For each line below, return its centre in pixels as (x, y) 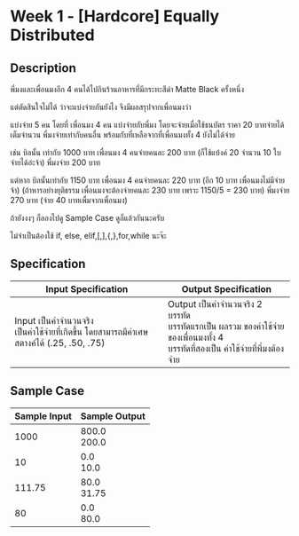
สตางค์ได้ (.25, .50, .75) (60, 343)
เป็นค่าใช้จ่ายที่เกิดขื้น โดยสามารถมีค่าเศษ (82, 332)
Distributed (53, 35)
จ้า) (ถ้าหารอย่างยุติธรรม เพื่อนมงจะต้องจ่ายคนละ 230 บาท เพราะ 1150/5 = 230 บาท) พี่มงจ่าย (150, 190)
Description (43, 68)
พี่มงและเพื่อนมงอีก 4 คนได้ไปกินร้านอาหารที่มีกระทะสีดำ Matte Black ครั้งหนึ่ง (127, 89)
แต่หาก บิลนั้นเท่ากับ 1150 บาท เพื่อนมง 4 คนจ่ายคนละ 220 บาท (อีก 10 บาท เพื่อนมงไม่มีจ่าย (147, 180)
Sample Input (43, 416)
